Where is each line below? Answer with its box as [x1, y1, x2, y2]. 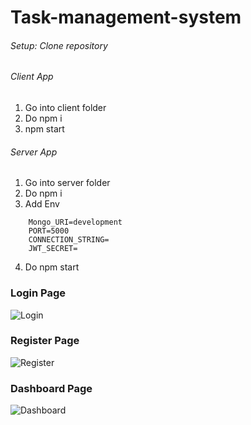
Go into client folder [24, 102, 107, 113]
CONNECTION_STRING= [28, 235, 110, 245]
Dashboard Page [10, 381, 93, 395]
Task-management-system [10, 6, 242, 29]
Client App [10, 71, 54, 83]
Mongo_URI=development [28, 217, 123, 228]
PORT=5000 [28, 226, 70, 236]
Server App [10, 146, 58, 158]
